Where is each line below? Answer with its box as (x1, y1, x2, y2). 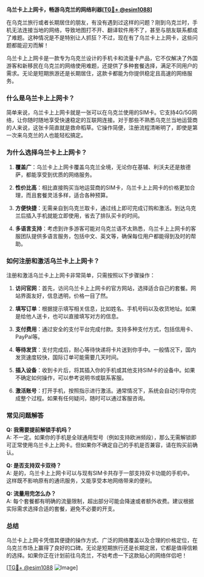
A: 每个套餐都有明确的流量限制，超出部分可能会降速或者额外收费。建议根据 (6, 497, 194, 505)
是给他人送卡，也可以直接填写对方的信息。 (15, 312, 122, 319)
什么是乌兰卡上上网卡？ (6, 94, 75, 102)
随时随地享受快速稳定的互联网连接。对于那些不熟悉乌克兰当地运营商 (27, 117, 198, 124)
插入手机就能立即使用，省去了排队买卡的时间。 (25, 212, 143, 219)
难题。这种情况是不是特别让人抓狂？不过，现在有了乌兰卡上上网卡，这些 (11, 34, 192, 41)
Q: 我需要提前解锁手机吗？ (6, 426, 72, 434)
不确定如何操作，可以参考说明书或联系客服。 (15, 374, 127, 381)
